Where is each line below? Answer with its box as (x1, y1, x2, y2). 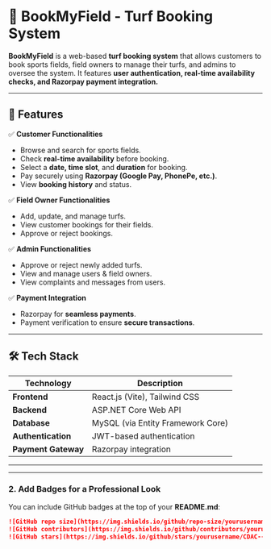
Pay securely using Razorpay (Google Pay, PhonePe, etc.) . (19, 171, 218, 181)
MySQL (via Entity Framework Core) (91, 417, 228, 428)
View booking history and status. (19, 179, 131, 189)
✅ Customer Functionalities (8, 129, 103, 139)
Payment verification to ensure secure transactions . (19, 318, 195, 327)
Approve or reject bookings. (19, 228, 114, 238)
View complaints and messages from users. (19, 277, 166, 287)
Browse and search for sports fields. (19, 145, 141, 155)
